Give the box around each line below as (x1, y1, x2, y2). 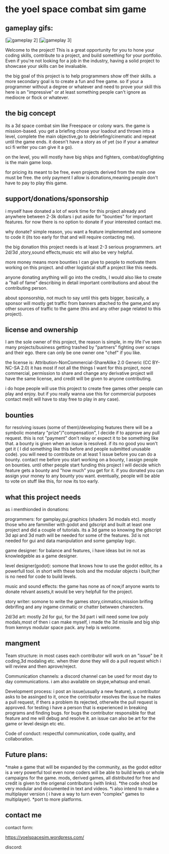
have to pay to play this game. (5, 180, 68, 186)
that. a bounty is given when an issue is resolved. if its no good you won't (5, 441, 158, 447)
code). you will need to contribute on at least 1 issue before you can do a (5, 451, 156, 457)
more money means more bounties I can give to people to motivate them (5, 259, 156, 265)
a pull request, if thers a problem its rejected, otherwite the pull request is (5, 699, 158, 705)
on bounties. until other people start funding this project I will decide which (5, 462, 161, 468)
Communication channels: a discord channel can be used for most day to (5, 673, 157, 679)
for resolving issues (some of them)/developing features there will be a (5, 424, 153, 431)
